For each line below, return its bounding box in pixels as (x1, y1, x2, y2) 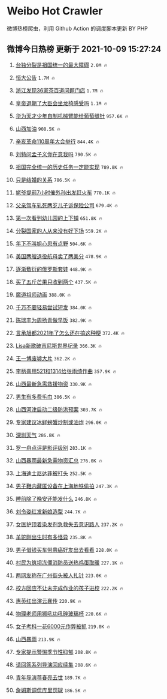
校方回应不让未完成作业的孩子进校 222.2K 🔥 (15, 584, 123, 592)
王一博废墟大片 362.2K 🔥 (15, 354, 77, 362)
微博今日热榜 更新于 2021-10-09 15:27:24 (7, 44, 162, 55)
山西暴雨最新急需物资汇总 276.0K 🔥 (15, 456, 102, 464)
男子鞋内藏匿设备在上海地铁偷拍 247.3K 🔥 (15, 482, 119, 489)
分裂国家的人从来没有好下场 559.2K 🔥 (15, 227, 108, 234)
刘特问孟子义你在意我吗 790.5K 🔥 (15, 150, 98, 157)
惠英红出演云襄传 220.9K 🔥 (15, 597, 81, 604)
